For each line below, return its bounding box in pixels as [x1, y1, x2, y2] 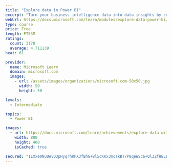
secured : [5, 154, 24, 159]
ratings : [5, 36, 24, 41]
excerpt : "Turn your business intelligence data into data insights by [5, 12, 161, 17]
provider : [5, 59, 27, 65]
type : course [5, 22, 33, 27]
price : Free [5, 27, 31, 32]
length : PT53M [5, 31, 36, 36]
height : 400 [14, 139, 40, 145]
